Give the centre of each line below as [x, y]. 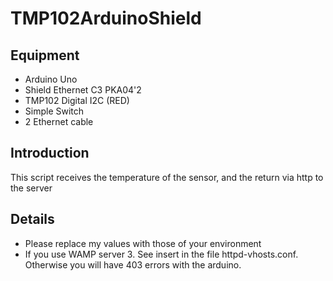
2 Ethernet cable [59, 121]
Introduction [50, 153]
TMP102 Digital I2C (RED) [77, 100]
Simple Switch [54, 111]
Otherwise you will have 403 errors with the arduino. [133, 264]
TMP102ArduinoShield [106, 18]
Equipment [45, 55]
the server [31, 188]
